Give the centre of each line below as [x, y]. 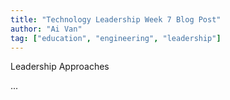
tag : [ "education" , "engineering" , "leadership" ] [116, 38]
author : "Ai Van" [46, 29]
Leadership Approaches [60, 67]
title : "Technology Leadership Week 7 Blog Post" [116, 19]
